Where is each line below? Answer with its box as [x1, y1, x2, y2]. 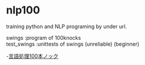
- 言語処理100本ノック [6, 52, 59, 59]
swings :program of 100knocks [6, 34, 81, 41]
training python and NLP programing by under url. [6, 23, 127, 30]
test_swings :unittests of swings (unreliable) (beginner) [6, 40, 140, 47]
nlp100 [6, 4, 40, 17]
